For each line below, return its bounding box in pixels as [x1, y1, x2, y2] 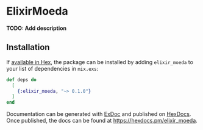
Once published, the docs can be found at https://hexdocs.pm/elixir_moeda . [6, 117, 198, 125]
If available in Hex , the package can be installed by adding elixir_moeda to [6, 58, 194, 65]
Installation [6, 42, 50, 52]
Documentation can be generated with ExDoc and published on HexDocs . [6, 110, 191, 118]
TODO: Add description [6, 24, 67, 32]
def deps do [6, 76, 37, 83]
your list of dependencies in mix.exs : [6, 65, 99, 72]
